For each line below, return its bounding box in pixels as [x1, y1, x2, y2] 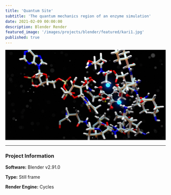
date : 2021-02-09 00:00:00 [5, 19, 63, 24]
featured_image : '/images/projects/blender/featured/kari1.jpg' [5, 29, 145, 35]
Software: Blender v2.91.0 [5, 164, 61, 170]
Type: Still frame [5, 174, 41, 180]
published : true [5, 35, 40, 40]
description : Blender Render [5, 24, 67, 29]
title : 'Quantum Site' [5, 8, 53, 13]
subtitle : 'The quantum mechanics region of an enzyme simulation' [5, 13, 152, 19]
